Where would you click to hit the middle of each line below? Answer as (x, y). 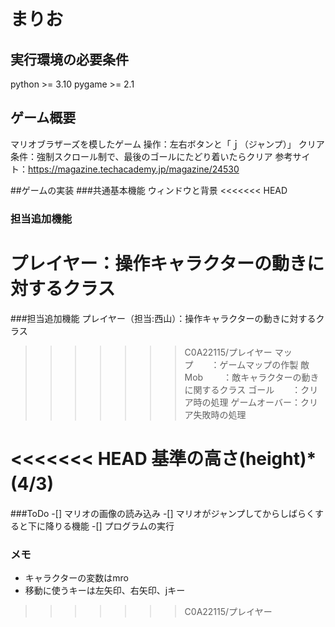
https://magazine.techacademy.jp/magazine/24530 (134, 169)
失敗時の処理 (220, 414)
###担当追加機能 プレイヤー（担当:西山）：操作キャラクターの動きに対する (163, 318)
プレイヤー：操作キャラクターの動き (159, 263)
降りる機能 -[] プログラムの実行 (109, 526)
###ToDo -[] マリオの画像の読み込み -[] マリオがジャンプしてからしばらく (162, 513)
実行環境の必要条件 (69, 59)
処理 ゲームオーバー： (255, 402)
